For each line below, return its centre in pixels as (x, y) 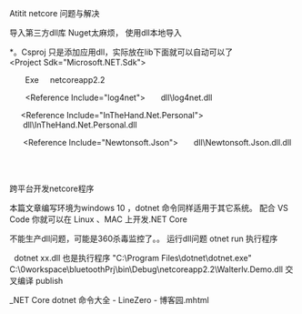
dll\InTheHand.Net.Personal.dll (80, 125)
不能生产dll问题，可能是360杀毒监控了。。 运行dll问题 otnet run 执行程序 (144, 238)
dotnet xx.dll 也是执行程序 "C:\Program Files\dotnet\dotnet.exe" (132, 258)
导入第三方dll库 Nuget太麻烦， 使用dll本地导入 (96, 33)
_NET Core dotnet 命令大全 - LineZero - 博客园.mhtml (109, 300)
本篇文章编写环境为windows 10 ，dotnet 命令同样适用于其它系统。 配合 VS (149, 208)
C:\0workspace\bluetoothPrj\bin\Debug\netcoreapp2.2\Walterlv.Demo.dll (146, 269)
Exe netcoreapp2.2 (65, 80)
